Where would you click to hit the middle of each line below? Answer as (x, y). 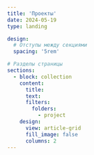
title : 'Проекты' (32, 13)
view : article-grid (53, 128)
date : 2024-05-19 (32, 20)
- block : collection (43, 76)
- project (52, 115)
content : (32, 83)
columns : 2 (41, 141)
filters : (38, 103)
